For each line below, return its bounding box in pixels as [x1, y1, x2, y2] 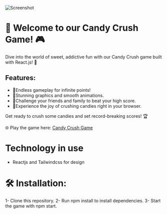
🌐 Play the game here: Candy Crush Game [5, 124, 93, 130]
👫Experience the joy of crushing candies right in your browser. [12, 103, 142, 109]
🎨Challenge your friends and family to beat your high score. [12, 98, 136, 104]
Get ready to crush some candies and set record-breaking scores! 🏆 [5, 113, 148, 119]
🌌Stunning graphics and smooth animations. [12, 92, 104, 98]
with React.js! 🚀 [5, 59, 38, 65]
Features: [5, 74, 36, 82]
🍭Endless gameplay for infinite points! [12, 87, 91, 93]
